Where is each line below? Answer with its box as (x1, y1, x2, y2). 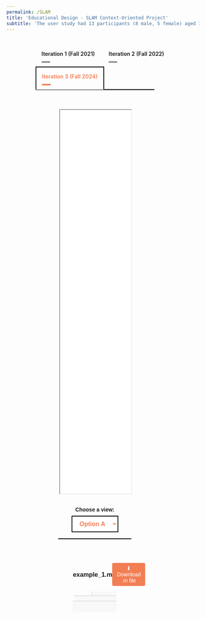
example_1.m (72, 570, 113, 578)
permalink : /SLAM (6, 9, 51, 15)
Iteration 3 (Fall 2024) (42, 73, 98, 80)
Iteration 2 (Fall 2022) (108, 50, 164, 58)
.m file (121, 577, 136, 584)
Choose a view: (75, 506, 115, 513)
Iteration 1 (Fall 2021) (41, 50, 95, 58)
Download (116, 571, 141, 578)
